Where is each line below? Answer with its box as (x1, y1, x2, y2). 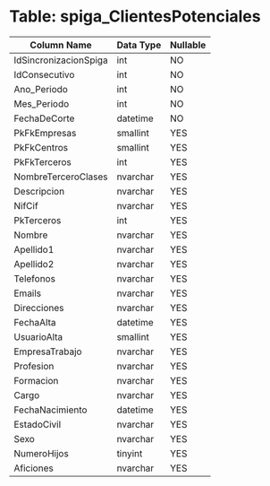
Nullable (169, 39, 207, 51)
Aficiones (13, 462, 54, 474)
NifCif (13, 199, 38, 212)
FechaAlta (13, 316, 56, 328)
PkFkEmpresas (13, 126, 77, 139)
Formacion (13, 374, 59, 386)
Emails (13, 287, 42, 299)
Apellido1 (13, 243, 55, 256)
